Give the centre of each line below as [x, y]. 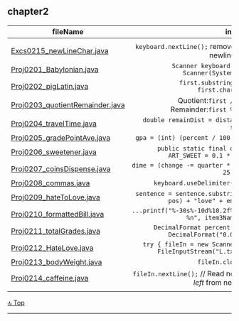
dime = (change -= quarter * [181, 165]
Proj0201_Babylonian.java [55, 69]
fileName [68, 31]
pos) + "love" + [196, 201]
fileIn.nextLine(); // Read [179, 273]
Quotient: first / [206, 100]
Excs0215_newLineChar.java [60, 50]
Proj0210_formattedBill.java [58, 214]
